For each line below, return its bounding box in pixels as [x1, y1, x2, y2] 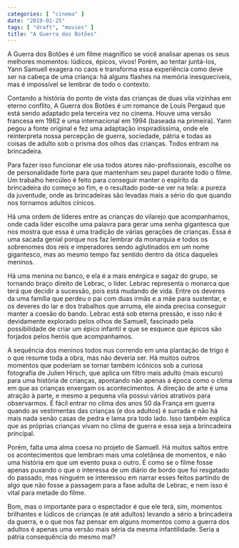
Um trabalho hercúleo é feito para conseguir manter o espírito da [7, 176, 198, 185]
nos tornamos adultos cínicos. [7, 199, 96, 207]
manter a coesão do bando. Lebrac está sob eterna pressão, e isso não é [7, 309, 223, 318]
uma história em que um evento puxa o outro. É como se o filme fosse [7, 458, 213, 467]
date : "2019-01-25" [7, 17, 66, 24]
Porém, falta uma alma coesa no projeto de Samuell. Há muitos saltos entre [7, 443, 228, 452]
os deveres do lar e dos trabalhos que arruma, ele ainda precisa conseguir [7, 302, 226, 311]
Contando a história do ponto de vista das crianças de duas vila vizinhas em [7, 94, 232, 103]
